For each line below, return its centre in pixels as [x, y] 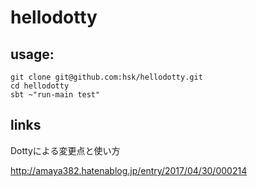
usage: [32, 54]
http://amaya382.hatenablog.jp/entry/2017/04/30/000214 [129, 170]
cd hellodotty [40, 86]
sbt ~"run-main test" [55, 95]
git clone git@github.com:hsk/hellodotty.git [106, 77]
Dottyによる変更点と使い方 [65, 150]
